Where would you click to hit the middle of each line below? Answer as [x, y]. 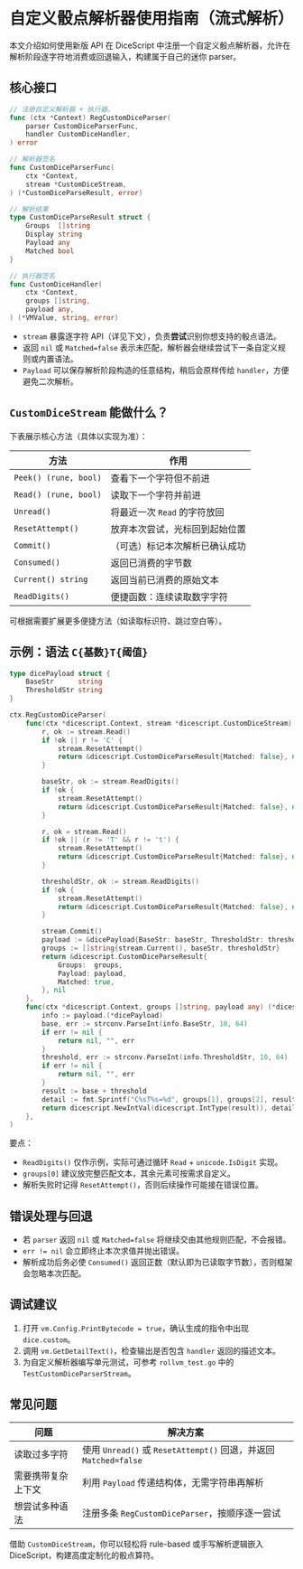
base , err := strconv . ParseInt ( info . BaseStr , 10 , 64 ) [145, 1024]
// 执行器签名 [32, 276]
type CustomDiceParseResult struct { [80, 218]
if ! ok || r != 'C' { [83, 740]
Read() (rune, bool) [58, 494]
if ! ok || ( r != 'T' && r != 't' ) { [110, 840]
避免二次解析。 [50, 381]
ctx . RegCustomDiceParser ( [58, 715]
